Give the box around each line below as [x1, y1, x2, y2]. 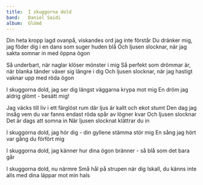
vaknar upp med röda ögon [6, 74, 75, 82]
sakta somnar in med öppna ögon [6, 50, 90, 57]
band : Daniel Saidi [6, 15, 61, 21]
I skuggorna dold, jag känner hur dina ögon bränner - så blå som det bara [6, 147, 190, 155]
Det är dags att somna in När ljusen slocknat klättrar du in [6, 117, 150, 124]
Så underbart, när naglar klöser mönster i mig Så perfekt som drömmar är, [6, 61, 191, 69]
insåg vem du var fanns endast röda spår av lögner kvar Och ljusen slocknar [6, 110, 197, 118]
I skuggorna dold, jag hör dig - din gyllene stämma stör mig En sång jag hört [6, 129, 196, 136]
